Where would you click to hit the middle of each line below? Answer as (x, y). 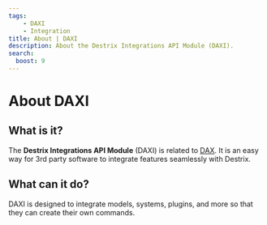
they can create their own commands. (72, 212)
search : (22, 53)
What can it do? (49, 184)
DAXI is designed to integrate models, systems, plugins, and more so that (131, 204)
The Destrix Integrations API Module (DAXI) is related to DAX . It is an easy (134, 150)
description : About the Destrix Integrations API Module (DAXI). (121, 46)
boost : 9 (30, 62)
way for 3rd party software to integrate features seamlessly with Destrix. (130, 159)
